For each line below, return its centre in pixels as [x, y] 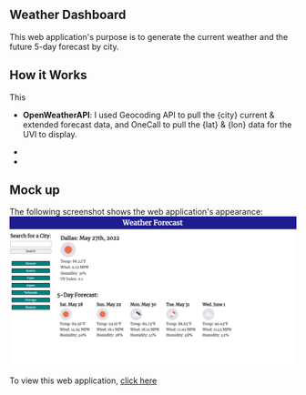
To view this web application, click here [83, 380]
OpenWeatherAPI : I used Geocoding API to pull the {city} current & [148, 115]
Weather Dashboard [68, 15]
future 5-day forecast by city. [65, 46]
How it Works [48, 75]
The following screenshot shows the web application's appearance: [136, 212]
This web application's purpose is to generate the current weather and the [149, 36]
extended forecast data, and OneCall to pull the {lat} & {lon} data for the [157, 124]
